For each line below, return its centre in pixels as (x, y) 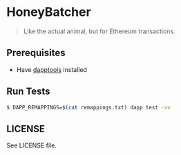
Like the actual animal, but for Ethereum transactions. (99, 31)
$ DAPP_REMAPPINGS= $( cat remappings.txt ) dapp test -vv (88, 107)
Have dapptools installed (52, 69)
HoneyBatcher (49, 12)
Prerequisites (36, 53)
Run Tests (28, 92)
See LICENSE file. (31, 145)
